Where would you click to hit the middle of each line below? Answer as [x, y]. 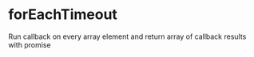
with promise [30, 44]
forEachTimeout [63, 15]
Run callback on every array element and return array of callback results [127, 36]
